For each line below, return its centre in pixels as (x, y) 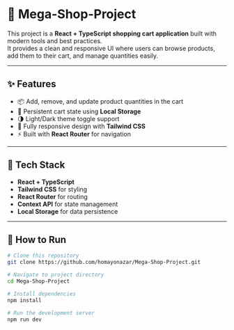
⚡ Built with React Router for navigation (74, 134)
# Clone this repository (43, 256)
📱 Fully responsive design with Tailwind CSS (81, 126)
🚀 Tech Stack (36, 165)
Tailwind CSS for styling (52, 189)
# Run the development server (51, 313)
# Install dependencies (42, 294)
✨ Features (32, 84)
